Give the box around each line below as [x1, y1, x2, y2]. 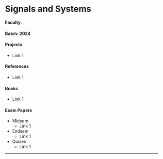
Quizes [12, 139, 27, 144]
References [5, 64, 29, 69]
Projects [5, 42, 23, 48]
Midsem [12, 118, 29, 124]
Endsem [12, 128, 29, 134]
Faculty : [5, 19, 22, 25]
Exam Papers [5, 107, 33, 113]
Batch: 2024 [5, 31, 31, 36]
